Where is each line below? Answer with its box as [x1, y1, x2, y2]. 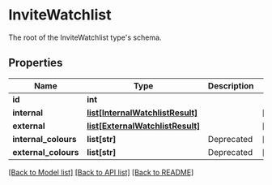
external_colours [12, 146, 79, 157]
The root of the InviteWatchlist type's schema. [8, 32, 162, 42]
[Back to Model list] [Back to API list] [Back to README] [8, 167, 194, 177]
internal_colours [12, 133, 77, 144]
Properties [8, 56, 63, 70]
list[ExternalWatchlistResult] [86, 120, 201, 131]
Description [207, 80, 254, 91]
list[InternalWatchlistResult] [86, 107, 198, 118]
